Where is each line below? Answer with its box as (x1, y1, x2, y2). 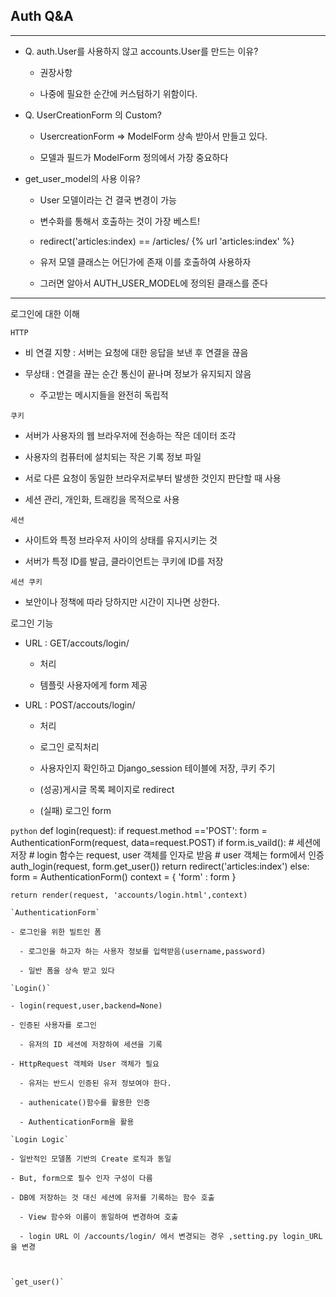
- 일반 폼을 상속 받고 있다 (19, 965, 115, 976)
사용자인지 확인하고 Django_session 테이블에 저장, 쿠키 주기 (39, 762, 276, 774)
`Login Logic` (10, 1134, 70, 1144)
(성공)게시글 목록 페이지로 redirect (39, 783, 175, 795)
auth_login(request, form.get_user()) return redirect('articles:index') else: (10, 860, 310, 872)
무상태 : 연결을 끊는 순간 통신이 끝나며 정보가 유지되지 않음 (24, 367, 252, 379)
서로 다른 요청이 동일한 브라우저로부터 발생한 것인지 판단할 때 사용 (24, 472, 282, 484)
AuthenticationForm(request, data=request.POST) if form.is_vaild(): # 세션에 (10, 836, 322, 848)
